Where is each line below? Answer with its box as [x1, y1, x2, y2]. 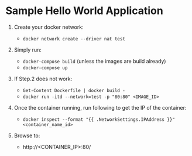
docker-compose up [22, 65, 68, 71]
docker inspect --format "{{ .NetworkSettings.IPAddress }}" [22, 116, 175, 123]
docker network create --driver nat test [22, 36, 125, 42]
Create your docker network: [13, 23, 84, 30]
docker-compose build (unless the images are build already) [22, 57, 166, 65]
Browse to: [13, 132, 40, 139]
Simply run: [13, 46, 42, 53]
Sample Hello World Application [5, 4, 163, 18]
